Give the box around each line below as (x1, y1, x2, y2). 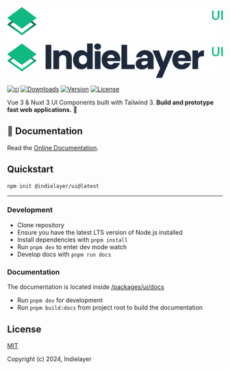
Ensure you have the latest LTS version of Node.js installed (16, 228, 183, 236)
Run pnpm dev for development (16, 296, 103, 305)
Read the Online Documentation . (7, 143, 99, 152)
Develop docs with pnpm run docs (16, 250, 112, 258)
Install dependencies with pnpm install (16, 235, 128, 244)
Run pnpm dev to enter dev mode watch (16, 242, 127, 251)
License (7, 323, 42, 335)
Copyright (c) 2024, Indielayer (7, 354, 92, 363)
